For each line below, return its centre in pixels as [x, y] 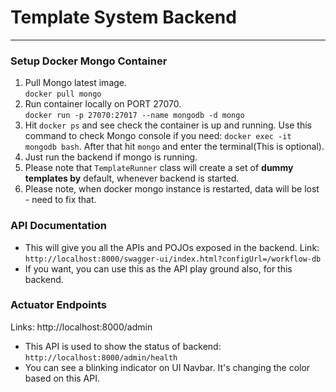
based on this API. [62, 378]
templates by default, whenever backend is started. [132, 178]
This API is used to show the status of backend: [123, 346]
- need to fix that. [60, 200]
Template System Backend [123, 17]
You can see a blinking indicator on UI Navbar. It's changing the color [167, 367]
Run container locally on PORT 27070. [103, 104]
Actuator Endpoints [58, 305]
